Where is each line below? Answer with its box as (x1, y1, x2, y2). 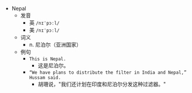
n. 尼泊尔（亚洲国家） (29, 41, 82, 48)
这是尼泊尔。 (37, 62, 69, 69)
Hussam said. (29, 75, 61, 81)
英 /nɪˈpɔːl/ (29, 19, 60, 26)
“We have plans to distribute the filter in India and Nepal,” (29, 70, 187, 75)
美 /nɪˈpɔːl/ (29, 26, 60, 33)
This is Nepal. (29, 56, 66, 62)
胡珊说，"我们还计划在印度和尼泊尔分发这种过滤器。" (37, 81, 166, 87)
